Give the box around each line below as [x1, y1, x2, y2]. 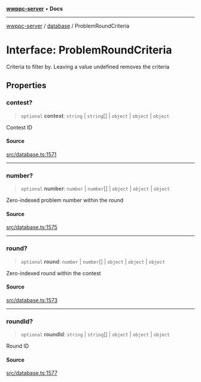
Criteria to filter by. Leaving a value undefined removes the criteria [6, 63, 170, 70]
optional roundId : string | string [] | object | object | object [20, 331, 170, 338]
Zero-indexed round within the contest [6, 269, 101, 276]
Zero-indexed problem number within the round [6, 197, 124, 204]
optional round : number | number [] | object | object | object [20, 258, 166, 265]
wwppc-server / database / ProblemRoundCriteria [6, 22, 130, 29]
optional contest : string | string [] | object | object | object [20, 112, 169, 119]
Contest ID [6, 124, 33, 131]
